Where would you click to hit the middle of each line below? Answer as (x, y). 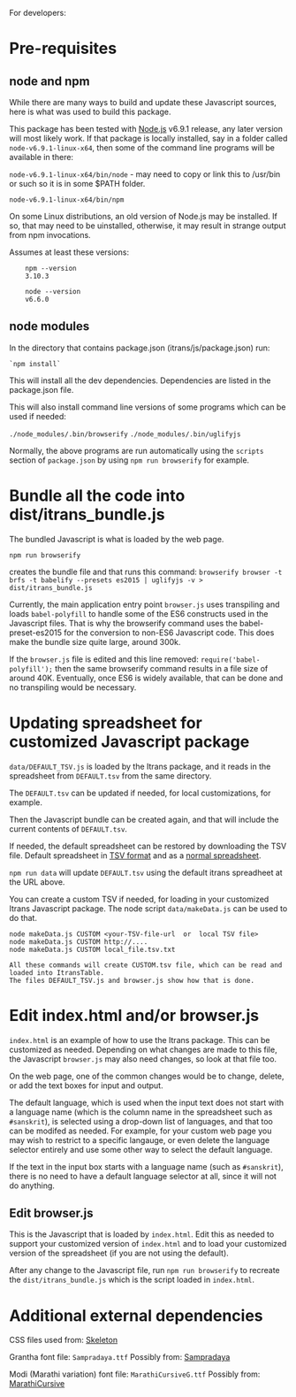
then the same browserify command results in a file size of (161, 668)
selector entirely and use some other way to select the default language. (141, 1149)
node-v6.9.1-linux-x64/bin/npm (67, 200)
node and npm (49, 81)
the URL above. (37, 882)
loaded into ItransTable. (57, 972)
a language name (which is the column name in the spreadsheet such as (141, 1112)
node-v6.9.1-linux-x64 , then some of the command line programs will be (142, 148)
